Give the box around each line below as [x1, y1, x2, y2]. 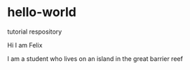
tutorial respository [7, 27, 62, 36]
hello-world [7, 4, 77, 20]
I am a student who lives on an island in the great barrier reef [7, 54, 184, 63]
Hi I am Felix [7, 41, 43, 49]
